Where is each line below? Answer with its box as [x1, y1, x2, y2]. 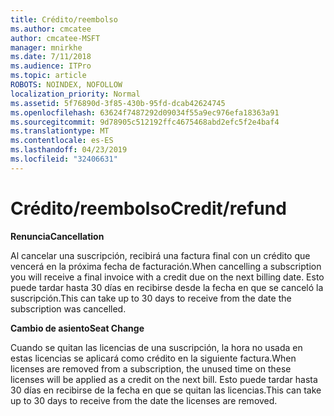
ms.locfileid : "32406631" [10, 154, 118, 164]
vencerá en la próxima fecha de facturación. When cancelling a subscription [10, 260, 322, 272]
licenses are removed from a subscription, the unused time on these [10, 362, 292, 375]
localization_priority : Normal [10, 89, 141, 99]
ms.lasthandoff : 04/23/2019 [10, 145, 128, 155]
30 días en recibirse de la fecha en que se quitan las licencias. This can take [10, 384, 322, 396]
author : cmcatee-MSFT [10, 33, 101, 43]
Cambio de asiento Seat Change [10, 322, 145, 334]
